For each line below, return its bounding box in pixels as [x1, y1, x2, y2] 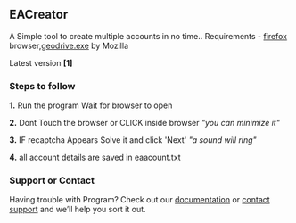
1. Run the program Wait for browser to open [9, 100, 173, 111]
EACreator [9, 7, 69, 22]
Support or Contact [9, 174, 95, 186]
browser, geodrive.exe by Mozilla [9, 40, 129, 51]
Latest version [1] [9, 57, 73, 68]
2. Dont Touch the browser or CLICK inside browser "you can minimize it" [9, 118, 281, 128]
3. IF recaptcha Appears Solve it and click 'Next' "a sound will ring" [9, 135, 257, 145]
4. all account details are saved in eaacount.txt [9, 152, 181, 163]
